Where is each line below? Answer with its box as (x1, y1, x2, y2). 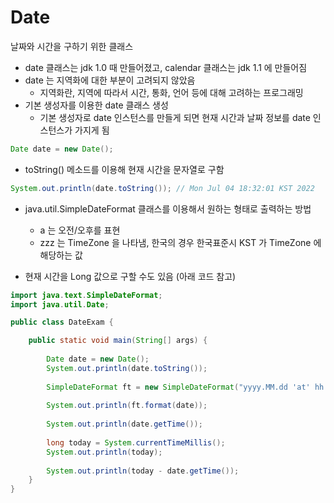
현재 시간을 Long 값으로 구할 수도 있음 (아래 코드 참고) (24, 270, 237, 282)
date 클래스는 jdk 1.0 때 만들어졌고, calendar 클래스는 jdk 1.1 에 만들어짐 (24, 61, 308, 73)
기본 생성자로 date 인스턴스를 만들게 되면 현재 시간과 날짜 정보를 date (39, 111, 311, 123)
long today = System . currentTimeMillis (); (46, 437, 226, 448)
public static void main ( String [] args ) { (28, 336, 208, 346)
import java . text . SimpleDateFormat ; (10, 290, 163, 300)
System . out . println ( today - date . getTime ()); (46, 466, 240, 476)
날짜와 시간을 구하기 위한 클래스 (10, 40, 134, 52)
